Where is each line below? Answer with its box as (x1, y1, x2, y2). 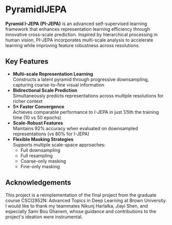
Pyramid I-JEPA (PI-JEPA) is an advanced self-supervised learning (5, 21, 147, 27)
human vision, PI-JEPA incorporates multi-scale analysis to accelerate (5, 37, 154, 43)
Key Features (5, 57, 49, 66)
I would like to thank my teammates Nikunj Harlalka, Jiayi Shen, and (5, 202, 148, 209)
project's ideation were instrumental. (5, 214, 83, 220)
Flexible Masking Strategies (12, 136, 73, 142)
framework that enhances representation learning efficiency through (5, 26, 150, 32)
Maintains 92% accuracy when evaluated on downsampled (12, 125, 138, 131)
